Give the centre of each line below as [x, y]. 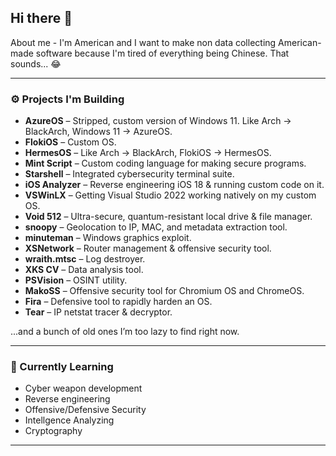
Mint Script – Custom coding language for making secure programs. [165, 163]
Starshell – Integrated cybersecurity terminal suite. [129, 174]
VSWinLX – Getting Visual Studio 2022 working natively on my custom [170, 195]
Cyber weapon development [83, 388]
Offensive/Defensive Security [85, 410]
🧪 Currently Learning [62, 367]
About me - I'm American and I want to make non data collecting [143, 42]
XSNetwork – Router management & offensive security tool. [148, 248]
